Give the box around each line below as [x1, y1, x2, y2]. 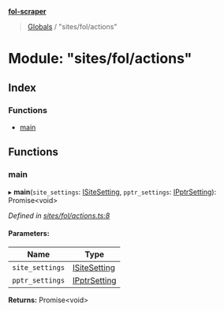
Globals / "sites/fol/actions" [27, 22, 118, 31]
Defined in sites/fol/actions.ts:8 [8, 211, 110, 220]
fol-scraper [8, 7, 47, 16]
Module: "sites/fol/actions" [8, 50, 192, 68]
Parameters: [8, 229, 50, 238]
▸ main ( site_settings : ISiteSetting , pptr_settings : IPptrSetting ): [8, 187, 217, 197]
